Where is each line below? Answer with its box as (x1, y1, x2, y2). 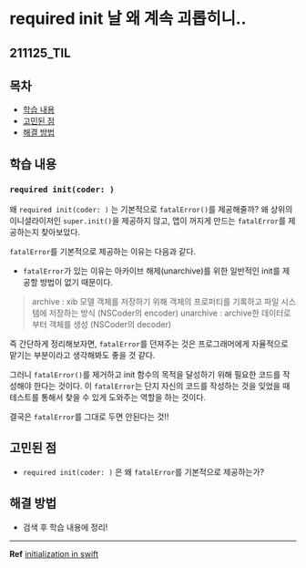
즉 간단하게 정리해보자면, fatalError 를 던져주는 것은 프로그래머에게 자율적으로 (9, 338, 289, 349)
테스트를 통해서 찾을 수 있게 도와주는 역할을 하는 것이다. (9, 392, 207, 403)
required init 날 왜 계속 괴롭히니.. (9, 8, 247, 29)
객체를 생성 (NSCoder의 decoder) (48, 319, 172, 330)
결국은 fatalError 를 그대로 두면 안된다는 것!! (9, 411, 169, 422)
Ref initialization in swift (9, 548, 98, 559)
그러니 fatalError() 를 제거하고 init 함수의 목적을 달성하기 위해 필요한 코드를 (9, 369, 280, 380)
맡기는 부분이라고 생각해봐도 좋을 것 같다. (9, 350, 156, 361)
